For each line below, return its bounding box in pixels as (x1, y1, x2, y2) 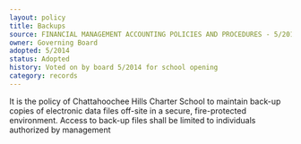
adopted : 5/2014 (9, 47, 70, 55)
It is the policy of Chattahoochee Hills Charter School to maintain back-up (9, 96, 281, 106)
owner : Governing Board (9, 38, 99, 47)
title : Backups (9, 21, 66, 30)
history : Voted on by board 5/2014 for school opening (9, 64, 219, 72)
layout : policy (9, 13, 66, 22)
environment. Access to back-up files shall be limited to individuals (9, 114, 256, 125)
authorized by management (9, 124, 111, 135)
